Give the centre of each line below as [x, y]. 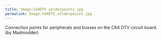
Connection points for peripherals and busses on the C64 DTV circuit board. [81, 27]
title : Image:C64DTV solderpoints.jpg [44, 9]
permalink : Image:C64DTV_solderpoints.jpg [49, 14]
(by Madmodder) [22, 32]
